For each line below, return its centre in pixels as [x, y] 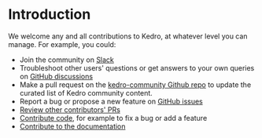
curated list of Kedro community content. [86, 93]
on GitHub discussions [56, 76]
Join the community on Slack [66, 60]
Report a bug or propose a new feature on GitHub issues [111, 101]
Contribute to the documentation [72, 126]
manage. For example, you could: [62, 44]
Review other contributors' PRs [70, 109]
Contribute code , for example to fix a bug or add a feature [113, 118]
